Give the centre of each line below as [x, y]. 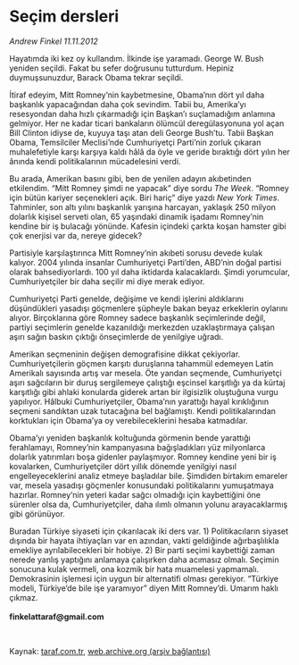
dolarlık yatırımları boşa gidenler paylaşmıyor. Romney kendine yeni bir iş [143, 457]
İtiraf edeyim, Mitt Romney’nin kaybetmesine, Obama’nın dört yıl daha [137, 95]
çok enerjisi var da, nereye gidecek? [76, 235]
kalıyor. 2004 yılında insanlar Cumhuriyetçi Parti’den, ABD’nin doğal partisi [145, 262]
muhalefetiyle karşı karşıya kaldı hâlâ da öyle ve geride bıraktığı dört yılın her [149, 152]
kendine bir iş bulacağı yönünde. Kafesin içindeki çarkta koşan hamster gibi [148, 226]
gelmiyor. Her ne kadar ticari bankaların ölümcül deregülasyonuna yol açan [147, 123]
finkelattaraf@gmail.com [57, 616]
